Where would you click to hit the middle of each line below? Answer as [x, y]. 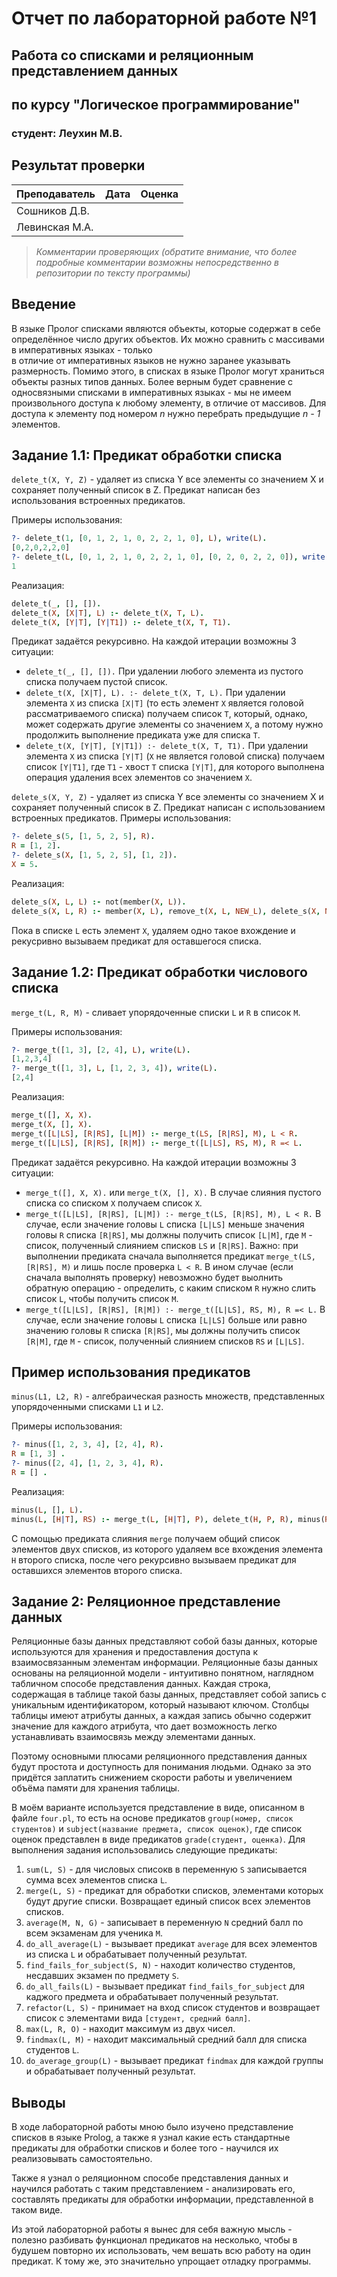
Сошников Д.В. [53, 210]
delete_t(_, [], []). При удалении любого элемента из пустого [164, 671]
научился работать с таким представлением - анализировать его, [153, 2189]
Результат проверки [78, 165]
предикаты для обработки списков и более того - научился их [145, 2148]
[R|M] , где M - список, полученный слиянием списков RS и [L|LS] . [165, 1341]
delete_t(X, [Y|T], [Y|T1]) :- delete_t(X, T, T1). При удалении [167, 746]
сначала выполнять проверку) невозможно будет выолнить [154, 1277]
